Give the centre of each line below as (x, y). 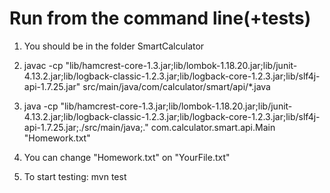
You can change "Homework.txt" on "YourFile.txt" (127, 157)
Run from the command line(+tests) (160, 18)
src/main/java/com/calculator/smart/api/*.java (176, 86)
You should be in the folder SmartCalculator (114, 46)
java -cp (41, 106)
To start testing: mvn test (75, 176)
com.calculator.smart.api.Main (213, 127)
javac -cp (43, 65)
